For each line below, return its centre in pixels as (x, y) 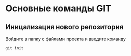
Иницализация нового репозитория (64, 27)
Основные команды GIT (58, 9)
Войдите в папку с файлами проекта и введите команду (65, 39)
